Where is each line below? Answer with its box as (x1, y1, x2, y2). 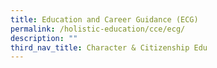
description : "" (10, 33, 78, 43)
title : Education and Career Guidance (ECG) (10, 14, 199, 25)
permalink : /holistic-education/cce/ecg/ (10, 24, 186, 34)
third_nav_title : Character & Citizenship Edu (10, 42, 208, 53)
